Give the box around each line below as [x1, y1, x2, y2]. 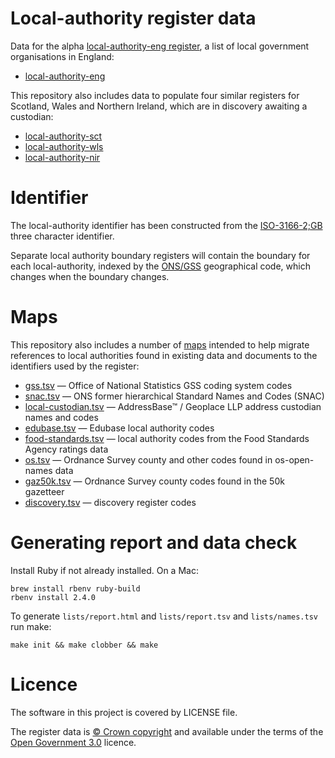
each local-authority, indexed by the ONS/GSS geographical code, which [10, 260, 311, 272]
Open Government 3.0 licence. [10, 736, 137, 748]
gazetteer [24, 485, 65, 497]
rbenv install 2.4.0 [10, 592, 97, 602]
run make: [10, 620, 52, 632]
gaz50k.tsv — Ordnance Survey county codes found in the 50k [24, 475, 285, 487]
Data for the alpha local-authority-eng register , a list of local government [10, 40, 310, 52]
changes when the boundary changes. [10, 270, 170, 282]
